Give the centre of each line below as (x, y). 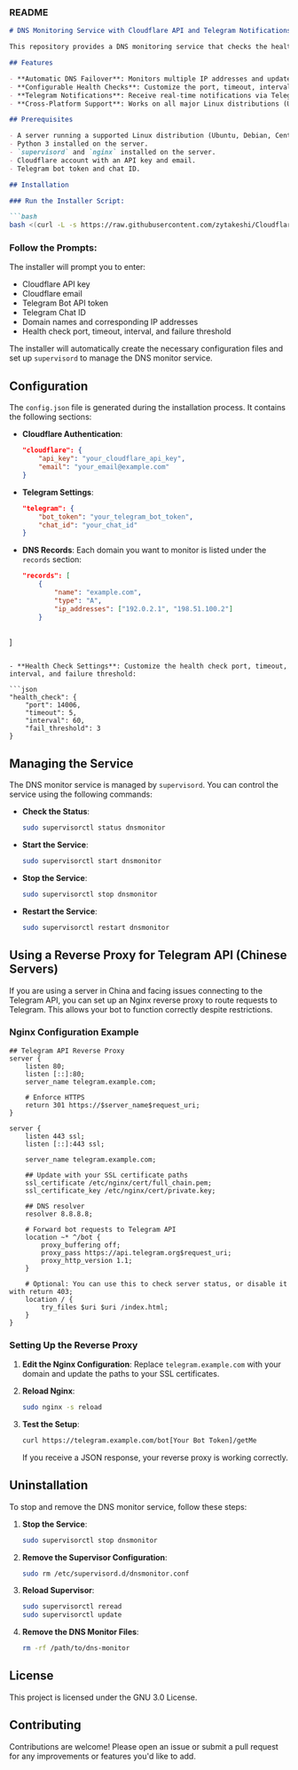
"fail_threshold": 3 (63, 729)
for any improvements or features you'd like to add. (103, 1756)
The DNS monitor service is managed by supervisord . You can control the (144, 785)
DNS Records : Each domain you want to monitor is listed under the (144, 550)
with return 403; (41, 1291)
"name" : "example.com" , (98, 592)
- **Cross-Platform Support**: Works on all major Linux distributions (144, 104)
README (29, 12)
